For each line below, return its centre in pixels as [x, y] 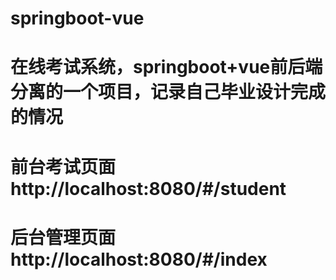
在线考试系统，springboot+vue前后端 [166, 67]
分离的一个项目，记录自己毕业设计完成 [168, 92]
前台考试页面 [63, 166]
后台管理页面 [63, 237]
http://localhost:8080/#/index [139, 259]
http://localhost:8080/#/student [148, 188]
